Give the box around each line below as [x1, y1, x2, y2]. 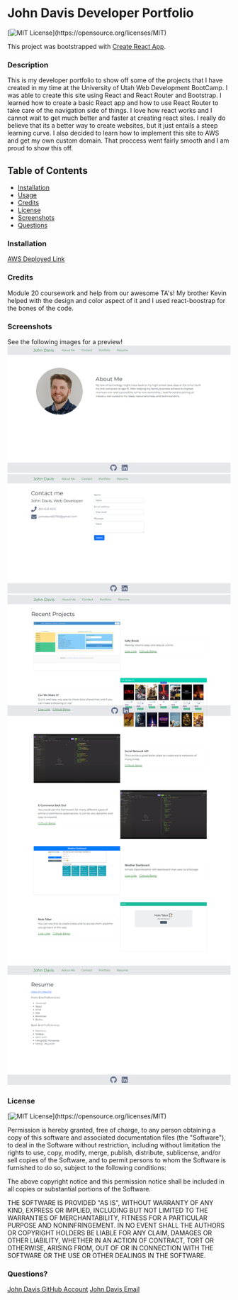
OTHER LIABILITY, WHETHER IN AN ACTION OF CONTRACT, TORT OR [7, 1236, 214, 1245]
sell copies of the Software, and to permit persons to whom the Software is [7, 1156, 227, 1164]
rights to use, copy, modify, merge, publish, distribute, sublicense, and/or [7, 1148, 221, 1157]
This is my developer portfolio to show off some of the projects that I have [7, 76, 223, 84]
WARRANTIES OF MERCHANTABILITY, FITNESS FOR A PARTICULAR [7, 1213, 208, 1222]
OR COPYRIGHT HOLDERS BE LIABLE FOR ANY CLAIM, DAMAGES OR [7, 1229, 212, 1238]
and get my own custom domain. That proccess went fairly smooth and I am [7, 136, 229, 145]
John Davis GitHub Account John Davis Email [7, 1285, 140, 1294]
